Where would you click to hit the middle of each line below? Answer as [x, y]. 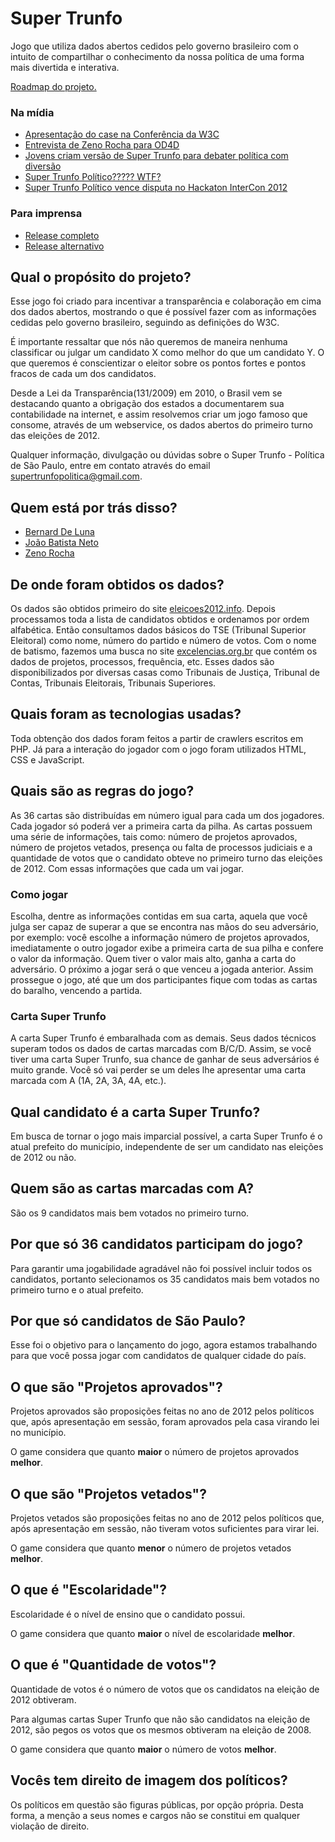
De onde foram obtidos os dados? [117, 584]
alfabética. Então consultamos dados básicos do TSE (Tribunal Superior [158, 629]
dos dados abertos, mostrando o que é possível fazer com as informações [163, 312]
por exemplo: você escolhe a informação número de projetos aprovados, [160, 937]
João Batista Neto [61, 543]
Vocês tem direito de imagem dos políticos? [149, 1780]
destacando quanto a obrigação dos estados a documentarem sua [147, 404]
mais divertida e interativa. [65, 67]
